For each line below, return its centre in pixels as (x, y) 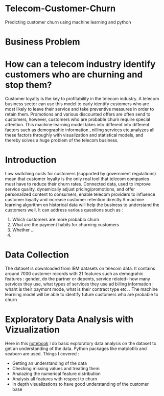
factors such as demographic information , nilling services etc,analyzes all (80, 130)
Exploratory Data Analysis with (69, 319)
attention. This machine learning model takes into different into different (77, 125)
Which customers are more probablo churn (56, 219)
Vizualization (33, 330)
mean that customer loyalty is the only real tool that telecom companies (77, 179)
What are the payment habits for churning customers (65, 225)
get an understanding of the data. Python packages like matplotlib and (76, 349)
